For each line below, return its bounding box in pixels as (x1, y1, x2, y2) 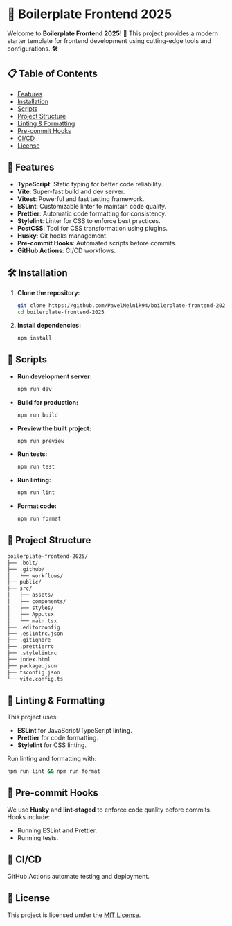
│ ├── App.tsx (7, 611, 54, 618)
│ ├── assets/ (7, 592, 54, 599)
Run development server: (17, 372, 92, 381)
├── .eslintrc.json (7, 630, 64, 637)
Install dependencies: (17, 322, 82, 330)
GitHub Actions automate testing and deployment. (7, 872, 150, 880)
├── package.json (7, 662, 57, 670)
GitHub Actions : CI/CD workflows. (17, 246, 116, 254)
